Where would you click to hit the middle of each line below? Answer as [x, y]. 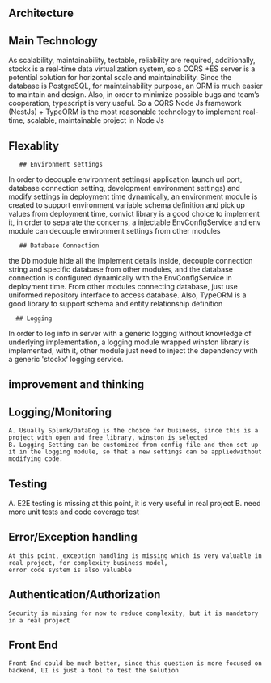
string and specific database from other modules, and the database [121, 269]
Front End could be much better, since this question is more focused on [135, 664]
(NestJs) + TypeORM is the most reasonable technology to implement [125, 112]
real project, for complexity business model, [88, 563]
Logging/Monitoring [60, 412]
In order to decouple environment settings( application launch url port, [125, 179]
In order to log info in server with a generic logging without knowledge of [130, 334]
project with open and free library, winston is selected [108, 438]
